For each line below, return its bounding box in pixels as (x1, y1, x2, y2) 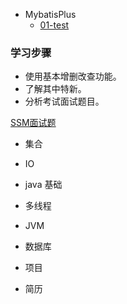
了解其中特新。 (24, 83, 87, 95)
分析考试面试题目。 (24, 95, 105, 108)
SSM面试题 (10, 117, 57, 129)
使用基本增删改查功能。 (24, 70, 122, 83)
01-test (39, 19, 70, 31)
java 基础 (24, 179, 63, 191)
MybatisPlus (24, 9, 77, 20)
